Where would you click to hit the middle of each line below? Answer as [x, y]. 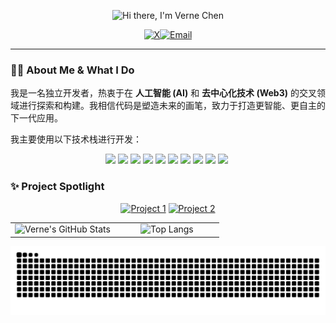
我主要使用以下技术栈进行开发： [76, 139]
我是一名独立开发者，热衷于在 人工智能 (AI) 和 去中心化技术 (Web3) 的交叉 [163, 93]
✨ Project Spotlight [57, 187]
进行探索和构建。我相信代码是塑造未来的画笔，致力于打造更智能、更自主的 [172, 106]
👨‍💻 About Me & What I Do [72, 70]
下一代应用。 [36, 118]
